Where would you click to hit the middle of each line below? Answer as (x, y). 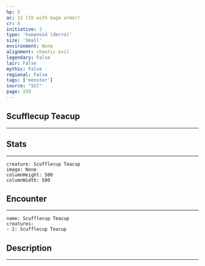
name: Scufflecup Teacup (38, 219)
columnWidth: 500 (28, 180)
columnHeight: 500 (30, 175)
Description (29, 248)
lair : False (21, 63)
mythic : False (24, 69)
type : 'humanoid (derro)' (39, 35)
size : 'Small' (24, 40)
